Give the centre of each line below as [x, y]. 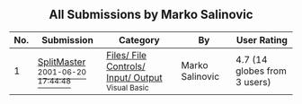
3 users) [253, 82]
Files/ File [126, 55]
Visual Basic [128, 87]
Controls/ [126, 66]
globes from [261, 71]
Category [139, 39]
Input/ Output [135, 77]
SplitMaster [62, 62]
